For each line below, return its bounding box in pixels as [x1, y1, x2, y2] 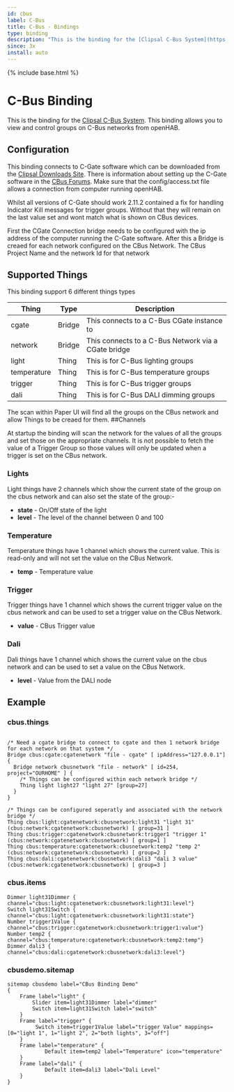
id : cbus [7, 10, 33, 17]
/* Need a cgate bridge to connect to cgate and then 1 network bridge [7, 739, 219, 747]
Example [7, 696, 46, 708]
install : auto [7, 50, 49, 57]
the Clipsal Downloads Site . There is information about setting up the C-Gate [7, 169, 227, 178]
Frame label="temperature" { [19, 1042, 104, 1049]
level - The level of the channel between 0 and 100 [17, 513, 164, 522]
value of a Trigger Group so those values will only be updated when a [7, 444, 207, 452]
